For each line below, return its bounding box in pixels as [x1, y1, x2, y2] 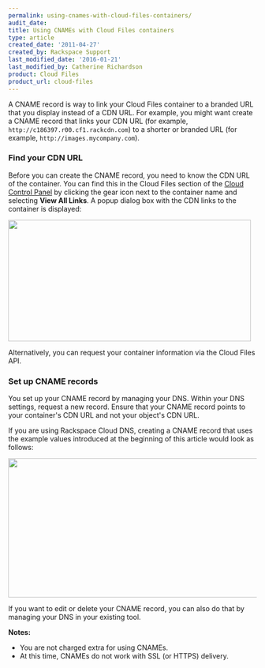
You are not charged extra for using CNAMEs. [19, 643, 169, 652]
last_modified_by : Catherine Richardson [8, 63, 144, 71]
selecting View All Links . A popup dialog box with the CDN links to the [8, 195, 237, 205]
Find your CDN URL [8, 152, 83, 163]
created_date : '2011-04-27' [8, 41, 101, 49]
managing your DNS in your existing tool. [8, 613, 141, 622]
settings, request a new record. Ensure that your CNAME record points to [8, 402, 246, 411]
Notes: [8, 628, 32, 637]
